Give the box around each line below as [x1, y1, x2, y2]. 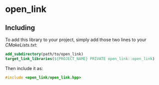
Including [5, 23, 35, 32]
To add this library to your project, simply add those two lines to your [5, 36, 147, 42]
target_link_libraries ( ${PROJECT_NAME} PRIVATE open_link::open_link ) [5, 56, 155, 61]
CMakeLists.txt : [5, 42, 37, 48]
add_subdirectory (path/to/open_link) [5, 51, 84, 56]
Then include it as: [5, 65, 43, 71]
